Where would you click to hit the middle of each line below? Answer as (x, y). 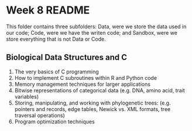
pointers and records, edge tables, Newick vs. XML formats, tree (92, 109)
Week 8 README (48, 10)
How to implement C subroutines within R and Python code (85, 78)
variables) (27, 96)
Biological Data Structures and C (67, 57)
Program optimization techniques (54, 122)
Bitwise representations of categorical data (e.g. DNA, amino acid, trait (100, 90)
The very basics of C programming (57, 72)
